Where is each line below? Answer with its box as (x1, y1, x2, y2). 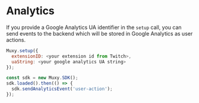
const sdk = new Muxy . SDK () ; (6, 75, 78, 81)
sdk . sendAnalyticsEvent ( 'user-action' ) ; (11, 86, 113, 92)
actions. (6, 36, 26, 43)
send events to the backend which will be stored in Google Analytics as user (6, 30, 193, 37)
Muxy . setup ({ (6, 47, 39, 54)
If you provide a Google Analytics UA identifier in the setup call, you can (6, 24, 182, 31)
